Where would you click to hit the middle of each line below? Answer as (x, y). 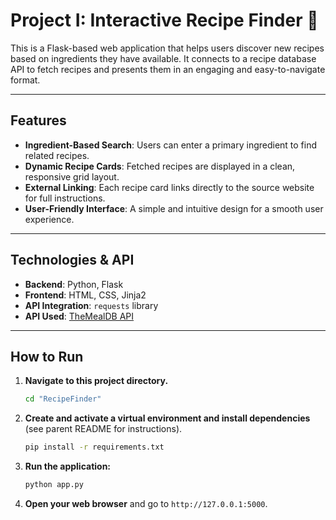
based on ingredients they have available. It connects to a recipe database (163, 58)
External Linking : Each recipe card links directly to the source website (169, 187)
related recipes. (57, 155)
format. (25, 80)
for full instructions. (65, 198)
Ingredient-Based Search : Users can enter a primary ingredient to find (171, 145)
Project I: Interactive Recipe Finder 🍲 (164, 20)
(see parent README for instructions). (103, 429)
